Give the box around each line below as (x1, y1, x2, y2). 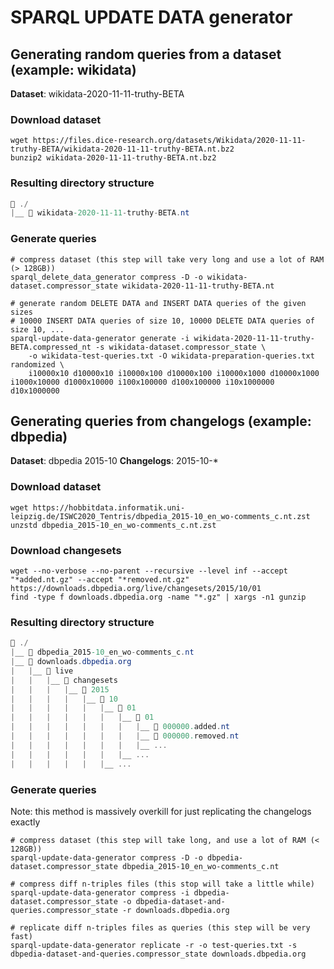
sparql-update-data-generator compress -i (10, 887, 190, 898)
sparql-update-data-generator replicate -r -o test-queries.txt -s (10, 940, 298, 950)
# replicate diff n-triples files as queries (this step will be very (10, 922, 311, 933)
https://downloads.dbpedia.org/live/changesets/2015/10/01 (10, 584, 262, 594)
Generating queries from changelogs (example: (10, 413, 312, 430)
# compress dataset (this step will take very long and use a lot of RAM (10, 254, 325, 265)
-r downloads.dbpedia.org (121, 905, 230, 915)
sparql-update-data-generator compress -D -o (10, 852, 203, 863)
